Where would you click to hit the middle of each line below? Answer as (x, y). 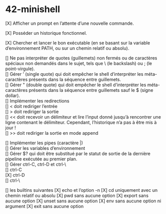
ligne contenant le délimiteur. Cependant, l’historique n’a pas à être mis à (81, 122)
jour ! (11, 128)
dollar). (13, 95)
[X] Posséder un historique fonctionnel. (46, 33)
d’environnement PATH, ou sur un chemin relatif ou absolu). (67, 48)
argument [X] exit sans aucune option (45, 206)
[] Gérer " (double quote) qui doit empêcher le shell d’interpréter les (76, 85)
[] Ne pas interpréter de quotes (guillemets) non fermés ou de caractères (81, 58)
